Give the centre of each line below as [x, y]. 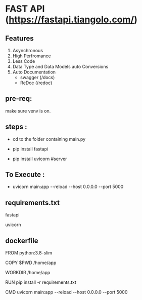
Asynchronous [28, 50]
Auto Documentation [34, 72]
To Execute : [25, 175]
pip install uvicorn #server [40, 159]
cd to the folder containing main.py [49, 139]
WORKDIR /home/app [28, 273]
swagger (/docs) [37, 77]
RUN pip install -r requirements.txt [41, 282]
